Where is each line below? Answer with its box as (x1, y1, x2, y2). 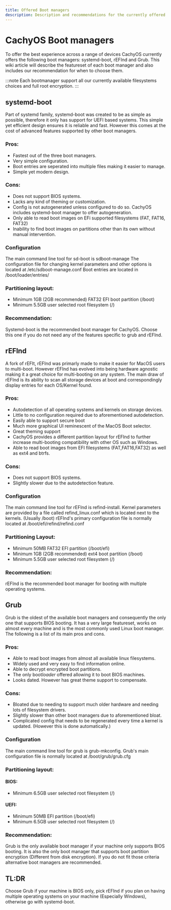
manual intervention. (12, 231, 56, 237)
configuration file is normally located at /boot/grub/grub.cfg (5, 753, 131, 759)
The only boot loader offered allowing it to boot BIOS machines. (12, 672, 145, 678)
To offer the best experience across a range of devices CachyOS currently (5, 51, 162, 57)
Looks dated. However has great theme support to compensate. (12, 677, 148, 683)
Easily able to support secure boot (12, 417, 85, 423)
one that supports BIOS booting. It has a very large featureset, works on (5, 620, 157, 626)
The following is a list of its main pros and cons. (5, 631, 106, 637)
